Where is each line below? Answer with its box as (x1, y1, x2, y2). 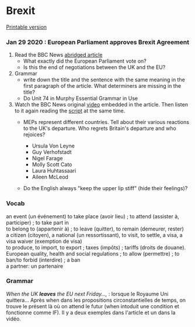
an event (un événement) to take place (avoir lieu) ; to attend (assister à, (6, 212, 179, 220)
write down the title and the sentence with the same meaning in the (23, 76, 185, 83)
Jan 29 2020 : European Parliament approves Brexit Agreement (6, 38, 190, 46)
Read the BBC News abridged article (14, 51, 103, 58)
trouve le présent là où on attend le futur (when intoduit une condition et (6, 302, 179, 309)
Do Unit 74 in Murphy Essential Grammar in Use (23, 95, 138, 102)
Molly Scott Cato (32, 161, 72, 168)
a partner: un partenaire (6, 262, 63, 270)
